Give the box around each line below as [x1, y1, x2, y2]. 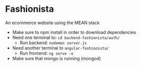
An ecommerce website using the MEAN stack [5, 20, 100, 26]
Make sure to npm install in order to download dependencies [12, 29, 136, 35]
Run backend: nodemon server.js [19, 39, 87, 45]
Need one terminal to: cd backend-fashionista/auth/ [12, 34, 120, 40]
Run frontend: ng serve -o [19, 50, 74, 56]
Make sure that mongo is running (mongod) [12, 55, 101, 61]
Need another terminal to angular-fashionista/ [12, 45, 109, 51]
